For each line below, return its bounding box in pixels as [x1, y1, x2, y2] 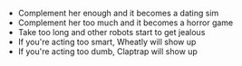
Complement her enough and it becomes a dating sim [17, 8, 219, 18]
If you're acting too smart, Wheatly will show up [17, 36, 197, 47]
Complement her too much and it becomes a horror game [17, 17, 234, 28]
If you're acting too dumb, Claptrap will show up [17, 46, 198, 57]
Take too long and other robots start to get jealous [17, 27, 206, 37]
